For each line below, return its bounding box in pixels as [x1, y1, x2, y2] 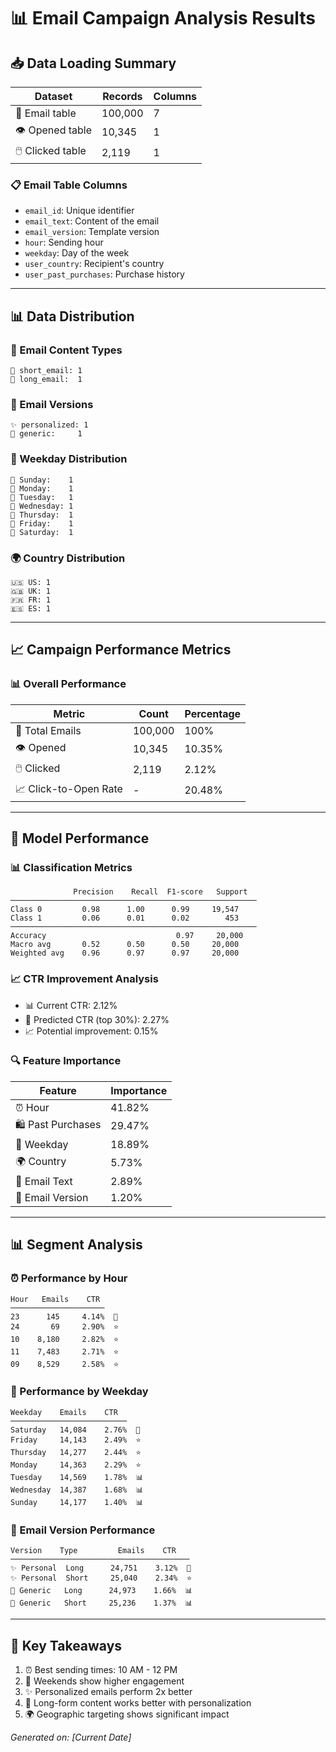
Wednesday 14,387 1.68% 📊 [10, 1485, 144, 1495]
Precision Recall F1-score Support [73, 887, 248, 897]
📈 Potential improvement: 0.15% [24, 1025, 159, 1037]
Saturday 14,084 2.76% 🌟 [10, 1425, 141, 1435]
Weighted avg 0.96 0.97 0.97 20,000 [10, 948, 240, 959]
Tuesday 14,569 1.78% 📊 [10, 1472, 144, 1482]
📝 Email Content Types [10, 343, 123, 357]
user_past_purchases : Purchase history [24, 268, 185, 280]
